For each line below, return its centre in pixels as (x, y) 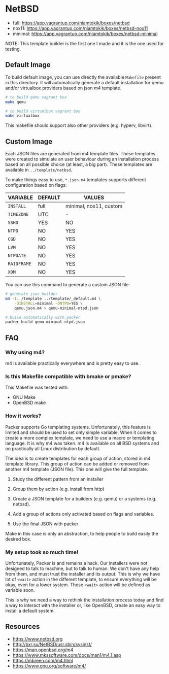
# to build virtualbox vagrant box (43, 111)
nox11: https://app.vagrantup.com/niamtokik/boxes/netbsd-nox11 (80, 28)
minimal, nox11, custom (94, 206)
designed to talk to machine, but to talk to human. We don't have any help (82, 568)
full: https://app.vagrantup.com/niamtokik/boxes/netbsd (71, 23)
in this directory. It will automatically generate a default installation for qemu (84, 82)
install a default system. (30, 611)
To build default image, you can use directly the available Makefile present (83, 77)
